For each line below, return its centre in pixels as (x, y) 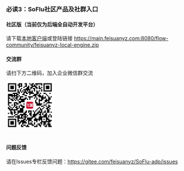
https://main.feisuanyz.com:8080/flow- (121, 39)
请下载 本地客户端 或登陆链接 (39, 39)
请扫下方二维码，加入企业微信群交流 (50, 73)
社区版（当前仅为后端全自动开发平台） (52, 24)
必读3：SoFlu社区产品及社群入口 (52, 9)
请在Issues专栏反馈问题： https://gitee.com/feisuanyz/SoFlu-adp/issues (92, 161)
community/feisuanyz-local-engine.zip (53, 45)
